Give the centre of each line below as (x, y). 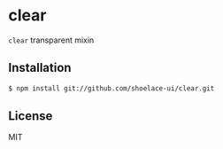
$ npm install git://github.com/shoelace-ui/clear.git (111, 88)
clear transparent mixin (51, 40)
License (31, 116)
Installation (40, 68)
